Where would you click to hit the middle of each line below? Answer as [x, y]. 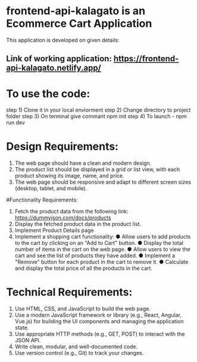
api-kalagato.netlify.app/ [54, 68]
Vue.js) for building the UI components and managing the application [99, 322]
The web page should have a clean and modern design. [83, 163]
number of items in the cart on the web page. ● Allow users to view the [102, 249]
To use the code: [48, 94]
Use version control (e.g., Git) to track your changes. [79, 353]
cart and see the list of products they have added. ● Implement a [95, 256]
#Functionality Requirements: [42, 200]
